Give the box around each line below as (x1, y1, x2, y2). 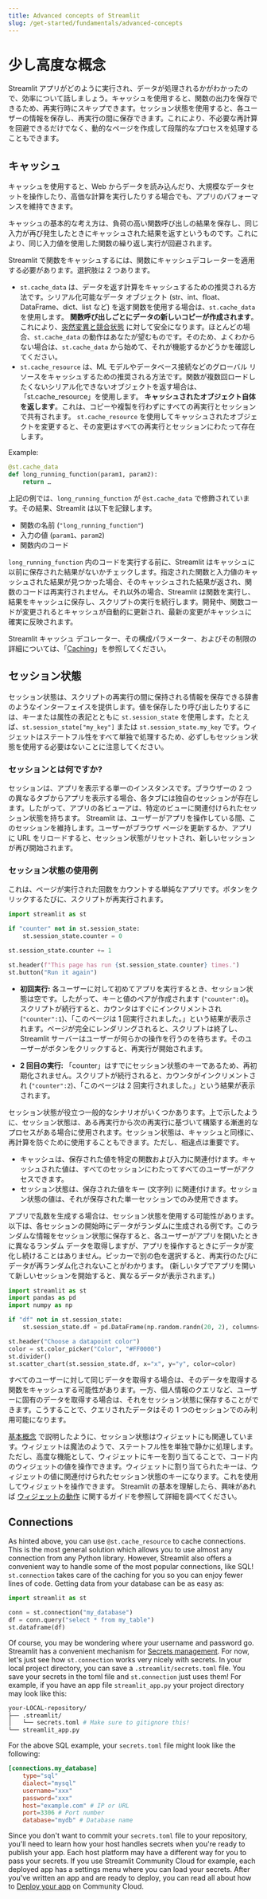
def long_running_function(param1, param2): (8, 471, 158, 479)
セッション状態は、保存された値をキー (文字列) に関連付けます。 (19, 1184, 230, 1194)
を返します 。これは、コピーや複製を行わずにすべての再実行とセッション (19, 402, 257, 411)
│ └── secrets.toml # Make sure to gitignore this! (8, 1719, 191, 1727)
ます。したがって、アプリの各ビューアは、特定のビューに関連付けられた (8, 802, 244, 813)
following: (8, 1749, 41, 1759)
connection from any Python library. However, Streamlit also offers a (8, 1553, 232, 1563)
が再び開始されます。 (8, 842, 78, 853)
